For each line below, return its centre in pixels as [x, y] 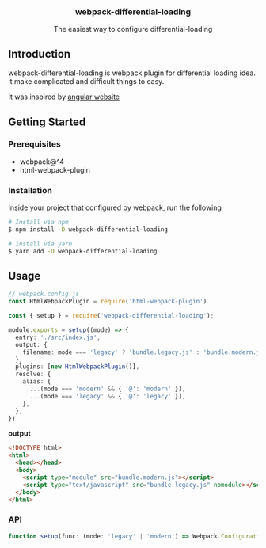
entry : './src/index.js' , [58, 337]
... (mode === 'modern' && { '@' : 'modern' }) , [107, 389]
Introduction [40, 54]
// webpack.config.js [44, 294]
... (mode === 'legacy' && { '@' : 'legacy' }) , [107, 396]
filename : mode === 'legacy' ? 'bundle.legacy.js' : [111, 352]
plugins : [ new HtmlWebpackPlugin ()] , [78, 367]
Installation [30, 190]
